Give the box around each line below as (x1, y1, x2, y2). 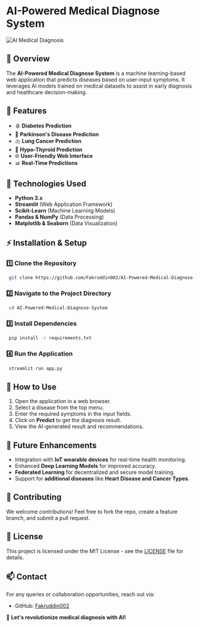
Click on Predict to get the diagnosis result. (14, 417, 121, 424)
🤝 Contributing (6, 492, 62, 503)
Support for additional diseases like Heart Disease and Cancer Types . (14, 475, 190, 482)
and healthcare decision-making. (6, 88, 87, 96)
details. (6, 554, 24, 561)
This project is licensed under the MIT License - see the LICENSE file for (6, 547, 183, 554)
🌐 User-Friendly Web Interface (14, 152, 93, 159)
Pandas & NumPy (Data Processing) (14, 213, 104, 221)
